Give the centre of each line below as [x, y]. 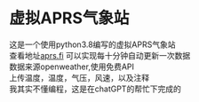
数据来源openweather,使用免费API [72, 67]
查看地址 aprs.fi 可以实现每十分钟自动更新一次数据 [100, 55]
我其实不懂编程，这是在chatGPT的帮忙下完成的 [96, 89]
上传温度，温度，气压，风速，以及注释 [79, 77]
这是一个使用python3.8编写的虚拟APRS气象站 [92, 44]
